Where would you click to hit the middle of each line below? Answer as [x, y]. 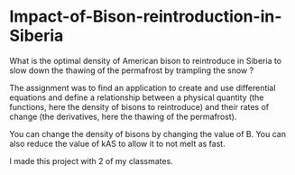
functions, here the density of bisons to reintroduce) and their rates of [139, 106]
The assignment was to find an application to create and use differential [143, 87]
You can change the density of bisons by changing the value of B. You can [148, 134]
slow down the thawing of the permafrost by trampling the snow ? [132, 70]
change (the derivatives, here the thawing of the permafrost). [123, 116]
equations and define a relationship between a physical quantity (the [137, 97]
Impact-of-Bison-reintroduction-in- [146, 17]
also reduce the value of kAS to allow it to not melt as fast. [117, 143]
